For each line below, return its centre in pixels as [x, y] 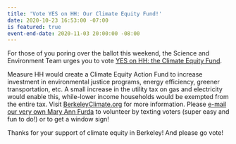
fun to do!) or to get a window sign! [58, 119]
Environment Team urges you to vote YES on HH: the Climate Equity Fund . [115, 61]
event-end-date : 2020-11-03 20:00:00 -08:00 [74, 33]
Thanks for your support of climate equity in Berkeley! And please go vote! [116, 133]
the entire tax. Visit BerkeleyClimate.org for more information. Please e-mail [117, 104]
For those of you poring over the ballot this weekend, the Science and [108, 53]
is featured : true [34, 27]
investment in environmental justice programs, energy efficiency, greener [114, 82]
